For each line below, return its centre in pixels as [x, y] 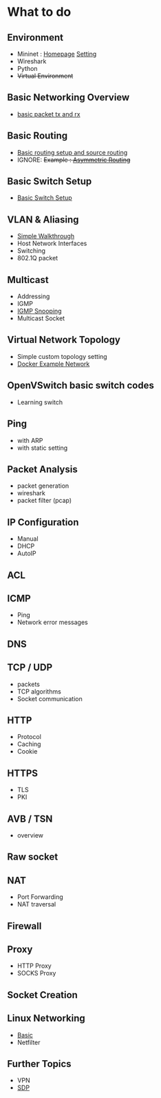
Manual [28, 539]
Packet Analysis [42, 469]
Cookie [27, 752]
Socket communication [50, 698]
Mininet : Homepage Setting [57, 54]
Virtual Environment [45, 76]
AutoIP [26, 553]
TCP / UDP [30, 668]
